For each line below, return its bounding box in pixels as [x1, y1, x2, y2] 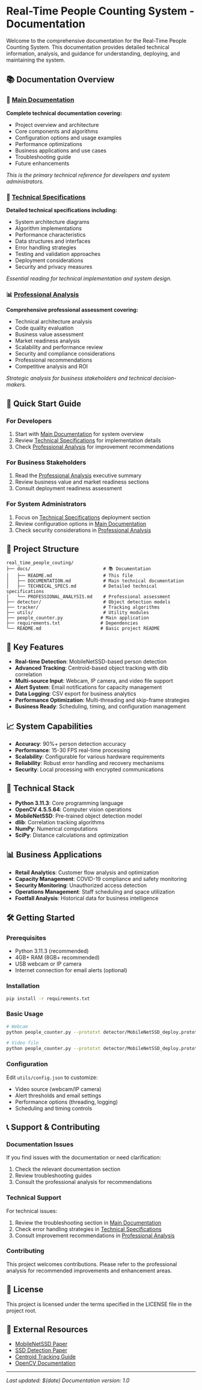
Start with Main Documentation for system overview [14, 430, 144, 437]
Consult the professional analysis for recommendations [14, 1179, 152, 1186]
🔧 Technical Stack [6, 783, 75, 793]
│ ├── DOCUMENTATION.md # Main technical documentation [6, 578, 185, 584]
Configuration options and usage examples [14, 134, 122, 141]
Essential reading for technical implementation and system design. [6, 275, 172, 282]
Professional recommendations [14, 356, 93, 364]
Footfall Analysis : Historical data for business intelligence [14, 894, 159, 902]
